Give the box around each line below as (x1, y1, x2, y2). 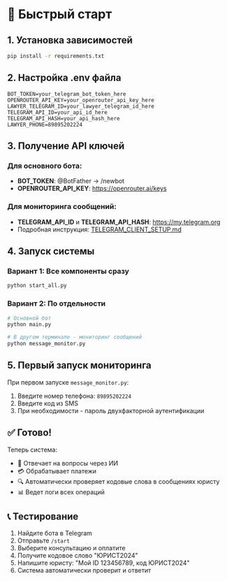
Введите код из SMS (17, 399, 79, 408)
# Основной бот (7, 315, 52, 322)
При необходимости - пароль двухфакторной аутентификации (17, 406, 205, 415)
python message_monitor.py (7, 340, 86, 347)
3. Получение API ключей (7, 140, 124, 152)
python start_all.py (7, 282, 68, 289)
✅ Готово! (7, 426, 52, 439)
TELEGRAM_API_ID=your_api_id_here (7, 108, 108, 116)
